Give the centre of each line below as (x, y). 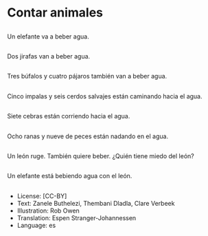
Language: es (36, 225)
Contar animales (55, 13)
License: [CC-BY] (42, 196)
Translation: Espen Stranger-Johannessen (77, 217)
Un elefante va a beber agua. (48, 36)
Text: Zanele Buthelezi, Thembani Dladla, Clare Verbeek (96, 203)
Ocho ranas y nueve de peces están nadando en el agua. (88, 136)
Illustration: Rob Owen (48, 211)
